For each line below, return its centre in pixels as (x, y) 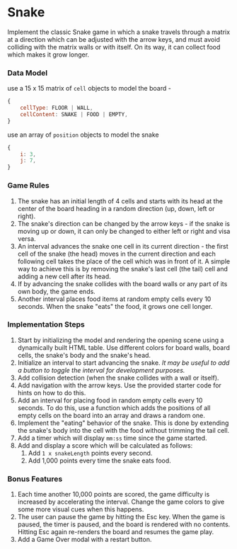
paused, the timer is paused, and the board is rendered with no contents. (124, 524)
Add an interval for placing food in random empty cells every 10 (110, 400)
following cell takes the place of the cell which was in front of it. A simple (124, 261)
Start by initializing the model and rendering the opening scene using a (121, 340)
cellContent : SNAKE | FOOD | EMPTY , (74, 114)
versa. (27, 239)
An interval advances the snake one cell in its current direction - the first (123, 246)
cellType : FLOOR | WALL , (57, 108)
